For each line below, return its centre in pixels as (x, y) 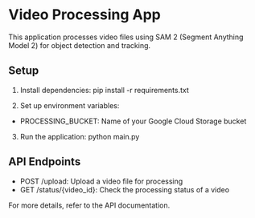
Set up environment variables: (70, 105)
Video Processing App (84, 15)
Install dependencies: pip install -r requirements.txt (104, 90)
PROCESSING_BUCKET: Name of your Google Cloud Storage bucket (133, 121)
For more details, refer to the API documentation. (89, 205)
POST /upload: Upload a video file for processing (101, 181)
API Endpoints (45, 162)
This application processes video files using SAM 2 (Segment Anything (126, 37)
